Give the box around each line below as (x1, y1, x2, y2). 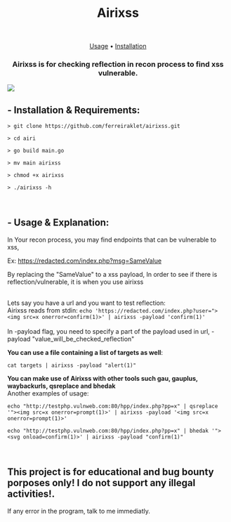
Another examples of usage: (7, 389, 89, 398)
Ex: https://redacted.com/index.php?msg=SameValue (7, 256, 162, 265)
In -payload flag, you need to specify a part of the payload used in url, (7, 327, 211, 335)
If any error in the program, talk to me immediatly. (7, 507, 151, 515)
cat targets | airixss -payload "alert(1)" (7, 362, 137, 369)
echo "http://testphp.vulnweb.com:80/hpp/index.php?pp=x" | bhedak (7, 427, 209, 434)
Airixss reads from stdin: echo (7, 306, 93, 314)
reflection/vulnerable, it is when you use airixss (7, 278, 144, 286)
